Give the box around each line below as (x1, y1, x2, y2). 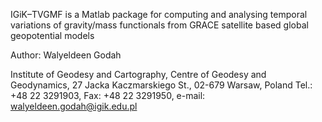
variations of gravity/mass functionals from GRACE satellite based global (10, 19, 309, 31)
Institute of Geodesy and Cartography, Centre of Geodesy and (10, 69, 267, 80)
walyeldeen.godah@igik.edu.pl (10, 100, 138, 112)
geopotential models (10, 30, 95, 41)
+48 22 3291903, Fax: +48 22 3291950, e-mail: (10, 90, 206, 101)
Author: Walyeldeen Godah (10, 49, 122, 61)
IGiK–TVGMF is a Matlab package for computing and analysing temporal (10, 9, 308, 20)
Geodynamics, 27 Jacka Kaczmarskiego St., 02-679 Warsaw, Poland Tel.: (10, 79, 313, 91)
